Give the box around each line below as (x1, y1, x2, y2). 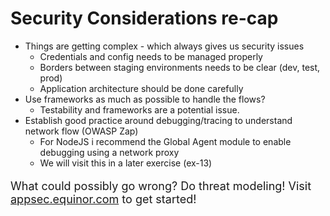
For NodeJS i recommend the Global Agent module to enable (39, 135, 292, 147)
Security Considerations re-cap (10, 7, 279, 30)
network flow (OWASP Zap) (24, 125, 139, 137)
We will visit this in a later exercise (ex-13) (39, 157, 213, 169)
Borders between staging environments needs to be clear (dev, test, (39, 61, 321, 73)
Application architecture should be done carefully (39, 82, 244, 94)
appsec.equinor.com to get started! (10, 192, 197, 206)
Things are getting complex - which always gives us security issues (24, 40, 305, 52)
